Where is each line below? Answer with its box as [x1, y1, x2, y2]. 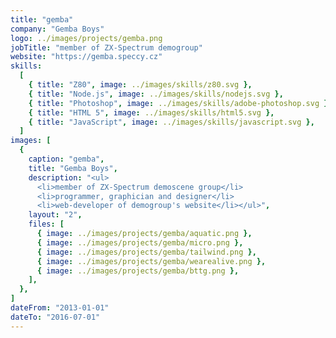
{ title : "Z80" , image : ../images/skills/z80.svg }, [28, 80, 253, 90]
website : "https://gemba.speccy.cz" [10, 52, 163, 62]
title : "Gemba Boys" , [28, 163, 118, 173]
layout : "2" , [28, 210, 83, 220]
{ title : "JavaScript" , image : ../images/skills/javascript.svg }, [28, 117, 315, 127]
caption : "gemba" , [28, 154, 105, 164]
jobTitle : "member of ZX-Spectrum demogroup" [10, 42, 203, 53]
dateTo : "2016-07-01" [10, 312, 101, 322]
